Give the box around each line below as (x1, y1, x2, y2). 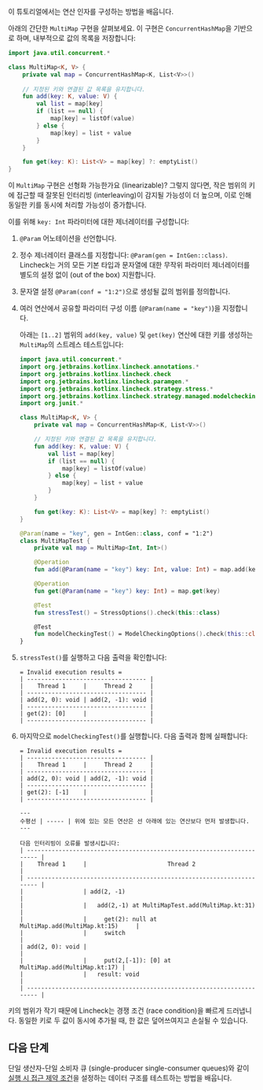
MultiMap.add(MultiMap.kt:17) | (19, 963, 126, 972)
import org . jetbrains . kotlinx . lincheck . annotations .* (19, 363, 200, 371)
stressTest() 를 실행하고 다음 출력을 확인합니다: (19, 652, 167, 663)
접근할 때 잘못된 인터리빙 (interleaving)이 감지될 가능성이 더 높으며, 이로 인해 (16, 190, 252, 200)
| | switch (19, 929, 126, 937)
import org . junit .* (19, 400, 84, 408)
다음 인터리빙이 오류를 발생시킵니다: (19, 840, 120, 848)
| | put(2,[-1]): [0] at (19, 957, 171, 965)
